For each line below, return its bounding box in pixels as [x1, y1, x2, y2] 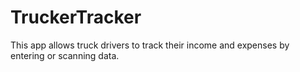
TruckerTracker [10, 6, 142, 29]
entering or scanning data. [10, 49, 120, 61]
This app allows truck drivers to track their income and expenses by [10, 39, 290, 51]
